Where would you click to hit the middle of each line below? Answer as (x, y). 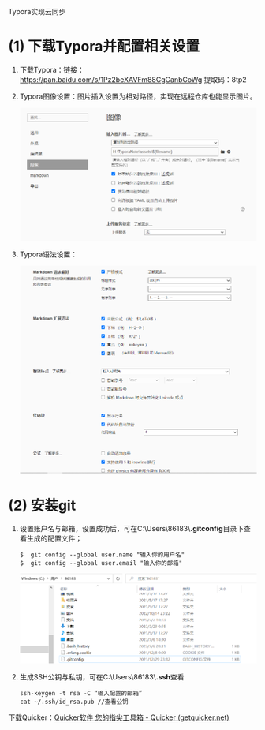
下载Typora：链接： (52, 69)
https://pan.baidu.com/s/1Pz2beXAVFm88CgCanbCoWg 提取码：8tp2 (133, 79)
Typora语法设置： (48, 254)
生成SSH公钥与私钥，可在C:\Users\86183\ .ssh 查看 (102, 677)
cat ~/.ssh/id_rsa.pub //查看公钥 (74, 702)
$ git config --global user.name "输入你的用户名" (102, 555)
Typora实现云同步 (37, 11)
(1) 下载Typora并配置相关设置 (104, 47)
